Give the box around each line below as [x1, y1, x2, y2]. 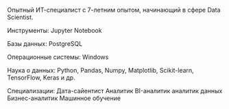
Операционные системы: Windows [7, 53, 109, 61]
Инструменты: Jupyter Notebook [7, 27, 102, 34]
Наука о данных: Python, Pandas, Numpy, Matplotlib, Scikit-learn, [7, 66, 194, 74]
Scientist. [7, 13, 34, 21]
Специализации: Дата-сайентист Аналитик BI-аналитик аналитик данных [7, 87, 223, 95]
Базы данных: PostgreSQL [7, 40, 83, 47]
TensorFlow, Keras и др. [7, 73, 75, 82]
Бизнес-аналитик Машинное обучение [7, 94, 121, 102]
